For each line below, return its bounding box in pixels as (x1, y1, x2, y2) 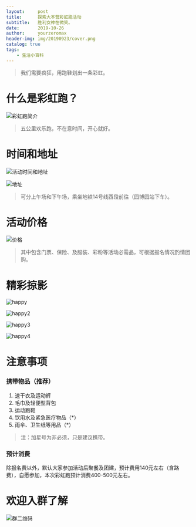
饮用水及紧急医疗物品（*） (14, 414, 79, 421)
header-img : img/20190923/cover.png (6, 36, 96, 42)
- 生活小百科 (16, 52, 44, 58)
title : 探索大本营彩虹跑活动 (6, 14, 82, 20)
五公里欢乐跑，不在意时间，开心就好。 (20, 124, 113, 132)
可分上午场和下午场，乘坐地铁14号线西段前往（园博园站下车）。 (20, 193, 173, 200)
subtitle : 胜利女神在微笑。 (6, 19, 73, 25)
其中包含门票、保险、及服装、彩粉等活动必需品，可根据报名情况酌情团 (20, 249, 191, 256)
